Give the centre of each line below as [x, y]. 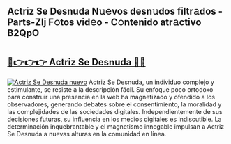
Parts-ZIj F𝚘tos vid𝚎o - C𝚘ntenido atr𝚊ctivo [104, 23]
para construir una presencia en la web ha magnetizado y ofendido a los [111, 97]
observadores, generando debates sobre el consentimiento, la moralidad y [114, 104]
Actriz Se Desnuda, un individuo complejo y [151, 82]
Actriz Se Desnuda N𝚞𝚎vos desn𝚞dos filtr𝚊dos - [115, 11]
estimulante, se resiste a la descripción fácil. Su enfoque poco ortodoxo [110, 89]
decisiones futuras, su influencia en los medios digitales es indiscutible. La [114, 119]
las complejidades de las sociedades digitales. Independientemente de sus [115, 112]
